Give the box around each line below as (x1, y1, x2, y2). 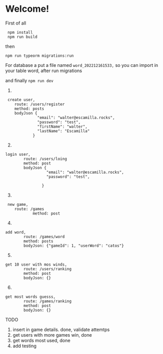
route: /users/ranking (23, 266, 72, 271)
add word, (5, 229, 26, 235)
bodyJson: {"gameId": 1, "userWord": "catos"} (23, 243, 124, 248)
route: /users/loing (23, 156, 67, 161)
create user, (7, 97, 36, 102)
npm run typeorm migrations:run (5, 53, 74, 58)
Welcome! (5, 3, 49, 15)
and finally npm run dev (5, 77, 53, 83)
